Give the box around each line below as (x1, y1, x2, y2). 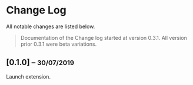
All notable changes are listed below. (6, 23, 95, 30)
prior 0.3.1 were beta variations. (20, 40, 97, 47)
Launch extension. (6, 73, 51, 80)
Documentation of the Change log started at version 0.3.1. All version (20, 34, 187, 41)
